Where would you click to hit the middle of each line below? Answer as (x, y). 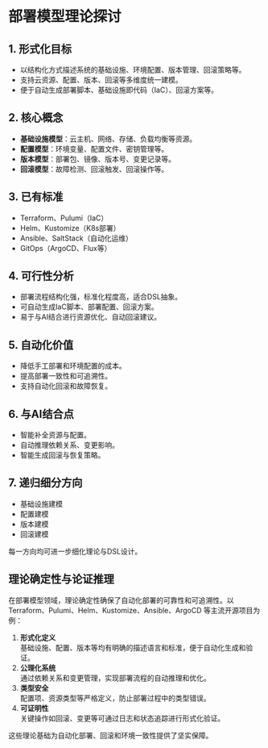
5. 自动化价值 (41, 345)
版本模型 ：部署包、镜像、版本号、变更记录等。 (97, 159)
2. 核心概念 (36, 118)
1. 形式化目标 (40, 49)
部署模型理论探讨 (65, 17)
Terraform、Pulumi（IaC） (64, 218)
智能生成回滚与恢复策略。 (62, 455)
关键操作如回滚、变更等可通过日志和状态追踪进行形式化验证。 (122, 718)
